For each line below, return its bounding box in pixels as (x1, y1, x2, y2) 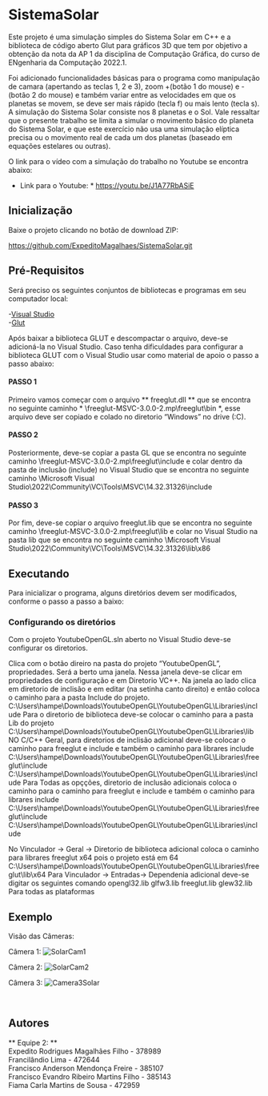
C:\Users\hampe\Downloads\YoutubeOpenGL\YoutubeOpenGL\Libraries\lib (8, 727, 254, 737)
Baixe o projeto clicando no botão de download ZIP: (8, 225, 178, 235)
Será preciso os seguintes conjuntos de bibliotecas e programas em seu (8, 285, 246, 295)
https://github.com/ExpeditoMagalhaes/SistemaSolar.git (8, 240, 193, 250)
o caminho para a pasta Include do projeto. (8, 693, 150, 702)
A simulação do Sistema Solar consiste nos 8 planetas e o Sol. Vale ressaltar (8, 106, 260, 117)
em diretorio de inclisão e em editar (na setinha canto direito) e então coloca (8, 684, 260, 694)
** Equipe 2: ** (8, 1038, 58, 1047)
